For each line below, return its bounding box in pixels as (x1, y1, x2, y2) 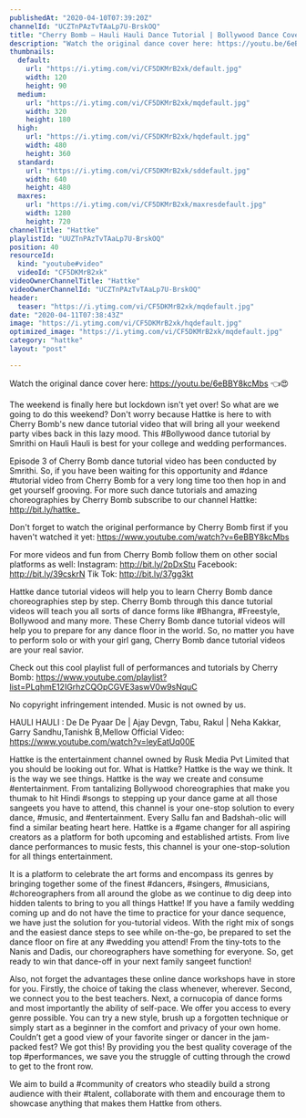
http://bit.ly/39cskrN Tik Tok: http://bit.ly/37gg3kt (9, 568, 194, 580)
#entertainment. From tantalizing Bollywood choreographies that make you (9, 782, 290, 794)
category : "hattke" (9, 336, 84, 345)
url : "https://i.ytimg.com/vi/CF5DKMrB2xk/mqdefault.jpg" (25, 98, 250, 108)
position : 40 (9, 243, 59, 252)
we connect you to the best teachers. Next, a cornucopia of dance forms (9, 992, 283, 1004)
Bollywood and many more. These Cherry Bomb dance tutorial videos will (9, 615, 285, 626)
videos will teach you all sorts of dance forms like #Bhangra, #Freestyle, (9, 605, 280, 616)
